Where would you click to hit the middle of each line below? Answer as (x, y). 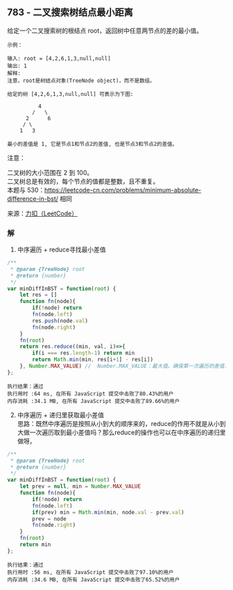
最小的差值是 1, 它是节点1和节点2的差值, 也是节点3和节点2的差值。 (93, 144)
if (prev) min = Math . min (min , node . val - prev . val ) (109, 512)
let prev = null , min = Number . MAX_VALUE (80, 486)
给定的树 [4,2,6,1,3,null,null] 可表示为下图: (70, 94)
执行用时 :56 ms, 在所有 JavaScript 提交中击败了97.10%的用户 (90, 572)
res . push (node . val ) (60, 321)
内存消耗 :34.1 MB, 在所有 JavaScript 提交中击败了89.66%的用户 (94, 401)
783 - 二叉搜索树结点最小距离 (70, 13)
